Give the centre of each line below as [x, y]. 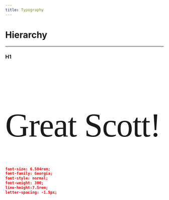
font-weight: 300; [24, 183]
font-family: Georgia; [29, 174]
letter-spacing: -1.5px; [31, 192]
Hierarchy [26, 35]
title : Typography [24, 10]
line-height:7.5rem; [27, 188]
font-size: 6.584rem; [28, 169]
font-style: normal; [27, 178]
